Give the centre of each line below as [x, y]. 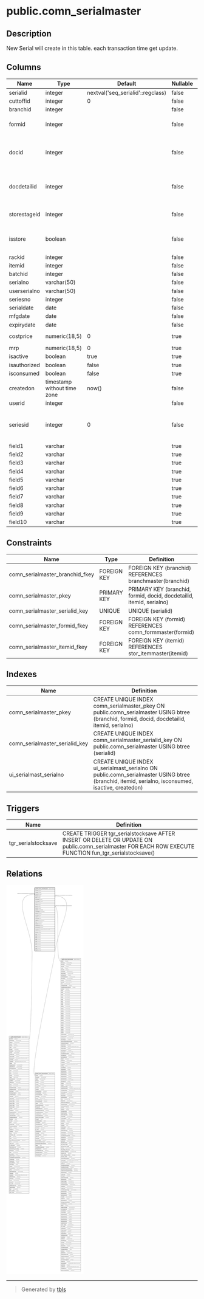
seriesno [20, 299]
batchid [19, 274]
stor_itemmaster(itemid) [158, 653]
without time [61, 388]
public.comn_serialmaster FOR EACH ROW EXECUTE [129, 846]
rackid [17, 257]
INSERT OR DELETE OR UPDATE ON [108, 839]
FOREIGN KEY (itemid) [156, 641]
